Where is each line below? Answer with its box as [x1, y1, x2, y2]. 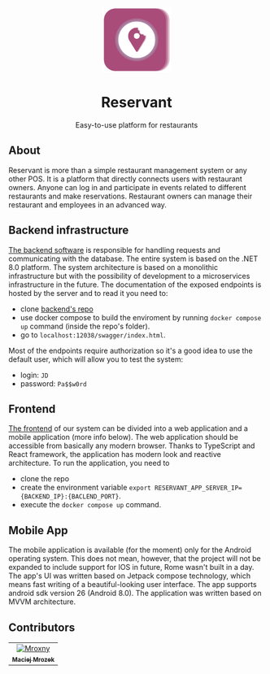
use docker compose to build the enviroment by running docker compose [20, 312, 262, 322]
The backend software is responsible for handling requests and [8, 245, 221, 254]
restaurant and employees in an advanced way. [8, 199, 167, 210]
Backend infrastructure [8, 224, 129, 237]
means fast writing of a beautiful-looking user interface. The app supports [8, 580, 258, 589]
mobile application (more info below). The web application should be [8, 433, 238, 442]
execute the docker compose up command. [20, 500, 162, 510]
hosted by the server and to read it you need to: [8, 288, 168, 298]
